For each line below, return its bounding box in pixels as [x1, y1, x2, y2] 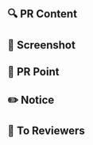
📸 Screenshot [7, 38, 76, 52]
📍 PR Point [7, 65, 60, 78]
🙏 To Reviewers [7, 124, 85, 137]
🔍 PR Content [7, 7, 77, 21]
